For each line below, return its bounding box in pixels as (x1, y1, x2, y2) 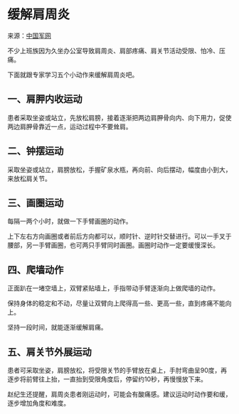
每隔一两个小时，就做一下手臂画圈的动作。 (7, 217, 132, 226)
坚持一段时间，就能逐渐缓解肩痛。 (7, 323, 107, 332)
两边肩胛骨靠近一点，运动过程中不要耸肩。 (7, 122, 132, 131)
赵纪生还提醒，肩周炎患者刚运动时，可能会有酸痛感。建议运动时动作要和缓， (7, 390, 232, 398)
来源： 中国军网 (7, 31, 51, 40)
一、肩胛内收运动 (7, 93, 83, 105)
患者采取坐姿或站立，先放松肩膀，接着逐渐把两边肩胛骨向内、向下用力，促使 (7, 113, 232, 121)
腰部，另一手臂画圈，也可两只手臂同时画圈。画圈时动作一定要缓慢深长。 (7, 241, 219, 249)
